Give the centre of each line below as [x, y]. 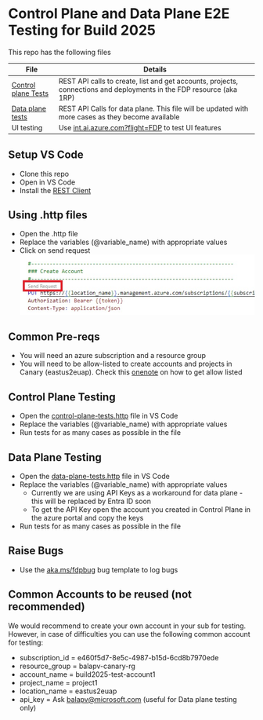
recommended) [47, 607]
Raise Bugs [36, 551]
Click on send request [55, 250]
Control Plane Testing [62, 397]
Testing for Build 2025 [82, 30]
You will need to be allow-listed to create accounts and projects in [126, 364]
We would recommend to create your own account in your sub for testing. [127, 626]
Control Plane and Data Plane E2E [119, 14]
